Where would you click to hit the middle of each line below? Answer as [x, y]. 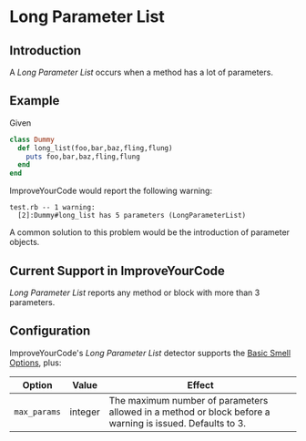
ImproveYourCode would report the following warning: [111, 191]
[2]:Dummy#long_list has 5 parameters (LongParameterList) [132, 216]
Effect [200, 385]
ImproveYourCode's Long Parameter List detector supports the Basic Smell [150, 353]
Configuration [50, 331]
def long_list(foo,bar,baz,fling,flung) [95, 148]
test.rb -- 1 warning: [52, 208]
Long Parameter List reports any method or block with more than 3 [135, 292]
